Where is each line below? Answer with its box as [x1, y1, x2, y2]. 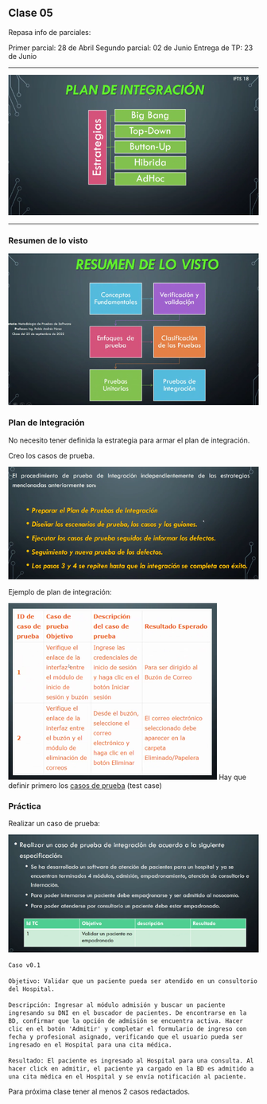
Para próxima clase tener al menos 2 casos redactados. [8, 1086, 191, 1097]
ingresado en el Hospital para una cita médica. [8, 1041, 172, 1049]
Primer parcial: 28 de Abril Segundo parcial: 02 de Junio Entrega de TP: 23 [8, 43, 253, 53]
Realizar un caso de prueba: [8, 819, 101, 829]
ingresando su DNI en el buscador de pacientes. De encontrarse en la [8, 1009, 247, 1017]
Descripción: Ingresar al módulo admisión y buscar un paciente [8, 1001, 226, 1009]
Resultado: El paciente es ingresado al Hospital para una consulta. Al [8, 1057, 254, 1065]
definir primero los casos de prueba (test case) [8, 780, 163, 790]
